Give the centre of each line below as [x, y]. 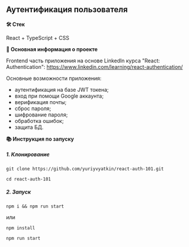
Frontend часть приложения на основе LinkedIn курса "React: [83, 61]
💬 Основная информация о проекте [52, 49]
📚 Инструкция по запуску [40, 139]
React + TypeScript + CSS [38, 38]
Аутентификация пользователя [67, 10]
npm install [21, 228]
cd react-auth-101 [28, 179]
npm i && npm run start [35, 206]
